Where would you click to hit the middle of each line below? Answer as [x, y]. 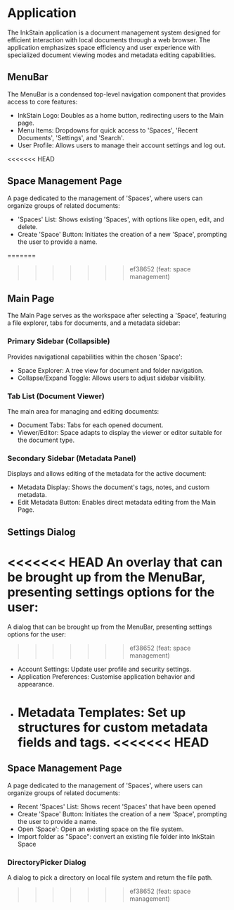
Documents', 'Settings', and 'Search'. [71, 137]
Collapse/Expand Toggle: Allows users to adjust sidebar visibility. [111, 378]
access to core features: [43, 102]
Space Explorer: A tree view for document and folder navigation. [110, 370]
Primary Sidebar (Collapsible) [59, 341]
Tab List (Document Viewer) [56, 396]
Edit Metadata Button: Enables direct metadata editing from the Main [117, 503]
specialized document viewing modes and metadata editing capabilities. [112, 55]
